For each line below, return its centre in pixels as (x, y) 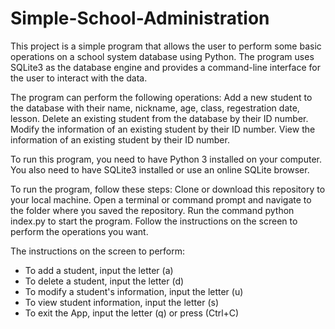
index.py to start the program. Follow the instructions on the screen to (154, 221)
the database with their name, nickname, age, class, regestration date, (155, 108)
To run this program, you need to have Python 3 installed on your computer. (166, 159)
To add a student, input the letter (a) (99, 270)
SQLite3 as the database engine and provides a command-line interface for (165, 67)
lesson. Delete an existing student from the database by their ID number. (159, 118)
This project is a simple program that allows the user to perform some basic (166, 46)
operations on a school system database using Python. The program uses (162, 56)
